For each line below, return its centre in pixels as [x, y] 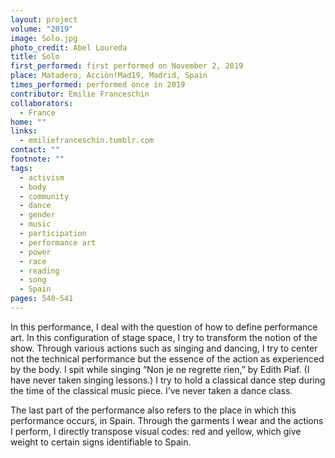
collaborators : [42, 103]
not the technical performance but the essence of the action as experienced [167, 358]
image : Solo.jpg [44, 38]
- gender [37, 215]
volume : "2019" [42, 29]
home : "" [28, 122]
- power [35, 252]
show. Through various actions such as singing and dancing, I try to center [164, 348]
